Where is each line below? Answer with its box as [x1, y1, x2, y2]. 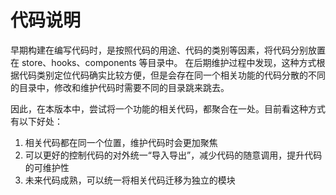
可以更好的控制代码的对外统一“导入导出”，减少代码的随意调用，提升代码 [24, 149, 323, 161]
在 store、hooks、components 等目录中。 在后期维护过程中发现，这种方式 [10, 56, 317, 68]
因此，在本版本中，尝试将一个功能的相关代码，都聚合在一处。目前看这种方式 [10, 102, 326, 115]
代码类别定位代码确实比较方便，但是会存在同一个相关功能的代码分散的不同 [18, 69, 326, 81]
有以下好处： [10, 115, 63, 127]
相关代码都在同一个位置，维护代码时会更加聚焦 [24, 136, 218, 148]
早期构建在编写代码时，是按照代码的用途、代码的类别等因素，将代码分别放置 [10, 44, 326, 56]
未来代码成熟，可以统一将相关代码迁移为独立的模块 [24, 174, 236, 186]
